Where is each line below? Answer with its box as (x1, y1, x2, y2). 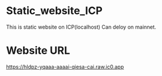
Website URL (6, 44, 71, 57)
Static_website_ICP (6, 4, 103, 18)
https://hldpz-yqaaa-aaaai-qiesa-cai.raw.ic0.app (6, 63, 124, 70)
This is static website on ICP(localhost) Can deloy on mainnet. (6, 23, 157, 30)
